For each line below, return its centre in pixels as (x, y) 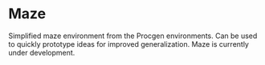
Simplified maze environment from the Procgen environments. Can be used (133, 36)
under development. (42, 52)
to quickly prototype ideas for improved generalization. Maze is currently (128, 44)
